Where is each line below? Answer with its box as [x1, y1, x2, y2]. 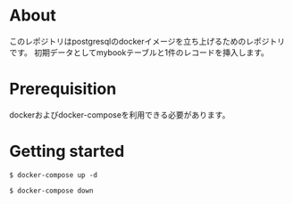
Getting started [9, 142, 125, 161]
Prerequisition [9, 79, 117, 99]
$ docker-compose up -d [9, 170, 98, 179]
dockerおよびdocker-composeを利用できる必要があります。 [9, 109, 230, 120]
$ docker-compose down [9, 186, 94, 195]
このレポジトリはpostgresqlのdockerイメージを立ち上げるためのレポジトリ [9, 36, 286, 46]
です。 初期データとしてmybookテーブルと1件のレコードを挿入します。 [9, 46, 270, 58]
